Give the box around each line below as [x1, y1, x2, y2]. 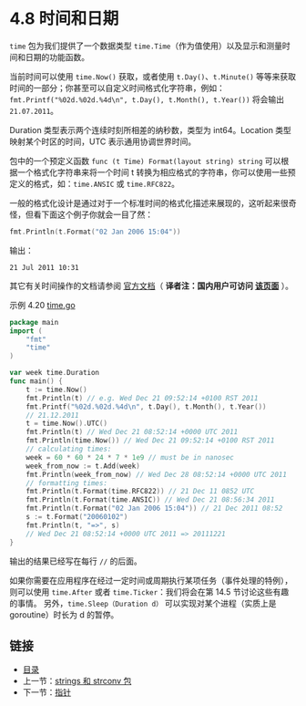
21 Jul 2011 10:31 [9, 263, 79, 272]
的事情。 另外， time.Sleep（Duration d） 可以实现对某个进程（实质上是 [9, 597, 277, 608]
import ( [9, 326, 43, 336]
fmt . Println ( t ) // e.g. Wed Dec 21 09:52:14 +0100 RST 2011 [25, 393, 259, 402]
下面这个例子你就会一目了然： [40, 209, 153, 220]
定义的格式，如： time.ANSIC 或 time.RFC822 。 [9, 178, 180, 189]
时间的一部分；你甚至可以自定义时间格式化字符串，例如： [9, 82, 225, 93]
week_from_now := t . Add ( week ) [25, 462, 141, 471]
